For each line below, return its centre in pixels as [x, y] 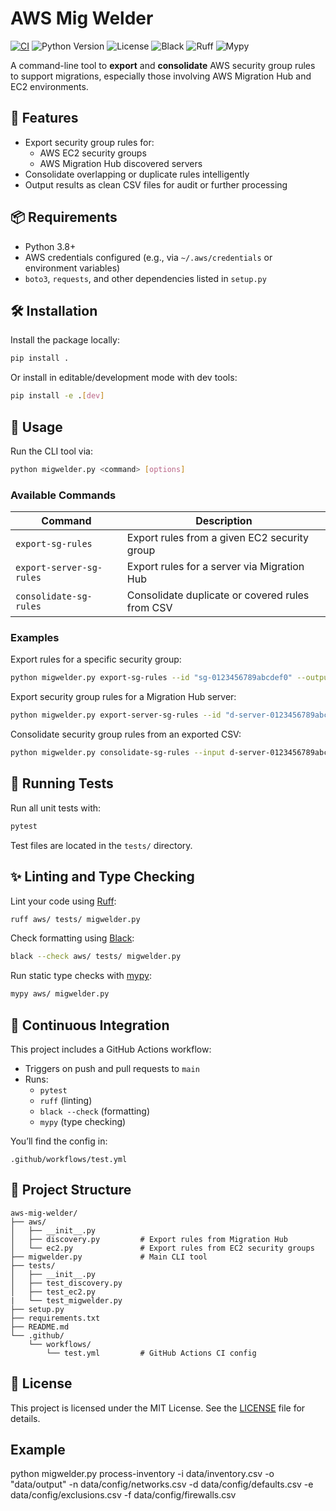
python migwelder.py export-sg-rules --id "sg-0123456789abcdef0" [151, 678]
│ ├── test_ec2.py [53, 1292]
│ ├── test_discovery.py [66, 1283]
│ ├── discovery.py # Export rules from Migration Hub [149, 1239]
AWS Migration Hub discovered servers [121, 163]
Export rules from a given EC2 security [218, 538]
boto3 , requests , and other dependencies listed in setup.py [145, 278]
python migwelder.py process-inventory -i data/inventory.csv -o [142, 1474]
